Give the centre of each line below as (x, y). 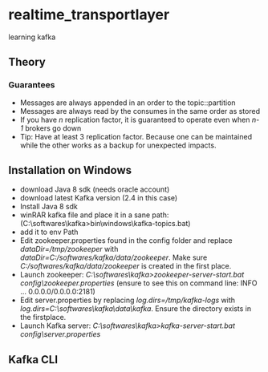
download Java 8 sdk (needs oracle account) (95, 189)
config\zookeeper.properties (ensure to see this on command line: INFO (138, 283)
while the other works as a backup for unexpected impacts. (118, 145)
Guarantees (32, 85)
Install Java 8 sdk (49, 207)
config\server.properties (60, 334)
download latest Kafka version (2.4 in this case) (99, 198)
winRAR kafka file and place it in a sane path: (94, 215)
